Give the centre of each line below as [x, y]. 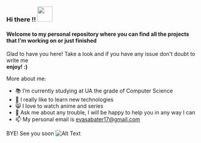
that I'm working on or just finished [51, 40]
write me [17, 60]
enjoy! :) [17, 67]
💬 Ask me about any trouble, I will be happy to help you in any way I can [105, 113]
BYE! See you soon [30, 133]
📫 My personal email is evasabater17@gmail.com [77, 119]
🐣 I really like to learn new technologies [64, 100]
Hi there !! [21, 19]
